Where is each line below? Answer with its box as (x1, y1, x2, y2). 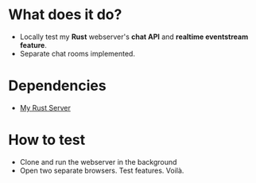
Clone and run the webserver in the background (19, 157, 177, 166)
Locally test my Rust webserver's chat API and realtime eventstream (19, 32, 249, 41)
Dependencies (8, 77, 107, 95)
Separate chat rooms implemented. (19, 49, 135, 58)
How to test (8, 131, 86, 149)
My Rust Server (19, 103, 72, 112)
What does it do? (8, 6, 122, 24)
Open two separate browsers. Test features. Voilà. (19, 165, 184, 175)
